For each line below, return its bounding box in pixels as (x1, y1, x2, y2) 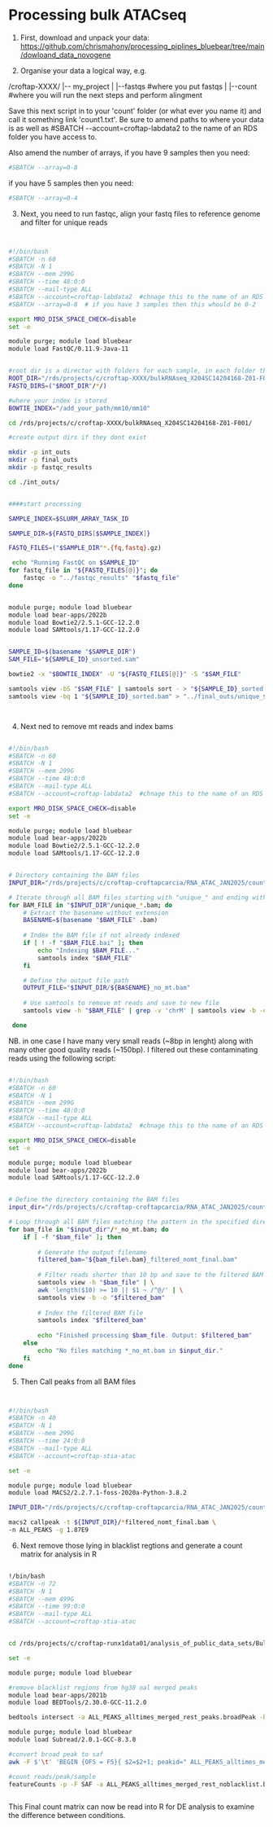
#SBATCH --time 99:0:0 (8, 1602, 85, 1610)
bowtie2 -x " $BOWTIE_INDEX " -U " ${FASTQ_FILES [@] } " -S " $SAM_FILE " (8, 670, 242, 679)
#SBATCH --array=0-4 (8, 194, 79, 202)
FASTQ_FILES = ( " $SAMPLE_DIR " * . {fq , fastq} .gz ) (8, 544, 162, 552)
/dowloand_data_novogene (19, 50, 111, 59)
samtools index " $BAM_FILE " (37, 954, 132, 962)
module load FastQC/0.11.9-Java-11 (8, 345, 129, 354)
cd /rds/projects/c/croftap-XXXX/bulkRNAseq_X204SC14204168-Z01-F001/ (8, 419, 253, 427)
